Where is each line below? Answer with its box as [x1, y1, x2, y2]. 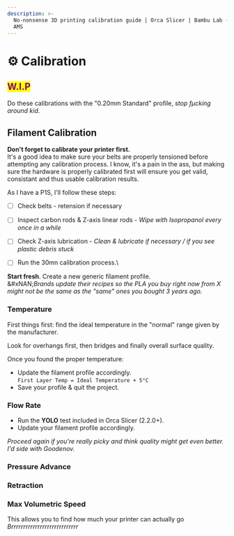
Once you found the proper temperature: [7, 354, 124, 363]
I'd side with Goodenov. [7, 445, 75, 453]
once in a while [17, 223, 61, 232]
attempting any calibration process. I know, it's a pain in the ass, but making [7, 160, 225, 168]
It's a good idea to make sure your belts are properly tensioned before [7, 152, 209, 161]
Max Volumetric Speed [7, 499, 86, 509]
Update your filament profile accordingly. [17, 424, 136, 432]
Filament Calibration [7, 127, 97, 139]
